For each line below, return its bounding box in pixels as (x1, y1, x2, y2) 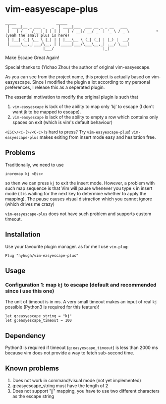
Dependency (5, 331, 46, 340)
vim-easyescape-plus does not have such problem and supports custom (5, 211, 152, 217)
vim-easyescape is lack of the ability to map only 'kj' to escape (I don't (12, 103, 154, 110)
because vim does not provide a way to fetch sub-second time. (5, 350, 135, 356)
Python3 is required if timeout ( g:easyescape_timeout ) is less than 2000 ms (5, 345, 158, 350)
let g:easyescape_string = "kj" (5, 314, 72, 319)
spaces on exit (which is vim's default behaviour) (12, 119, 113, 125)
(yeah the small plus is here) (5, 33, 70, 38)
